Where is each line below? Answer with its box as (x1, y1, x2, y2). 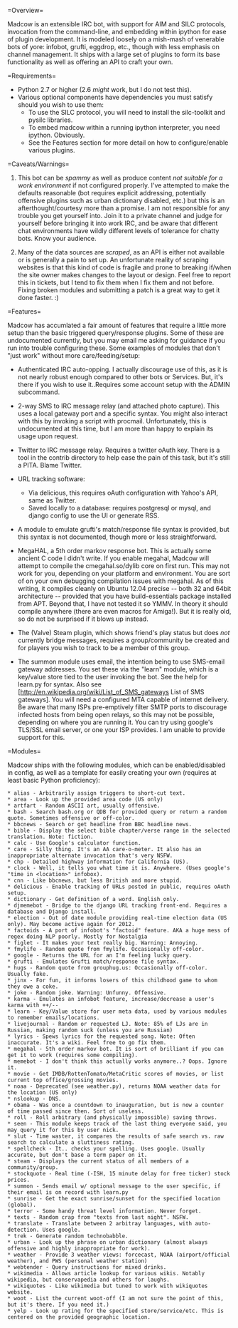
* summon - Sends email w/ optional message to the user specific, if (7, 1183, 221, 1190)
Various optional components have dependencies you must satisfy (17, 93, 213, 101)
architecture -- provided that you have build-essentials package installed (17, 592, 232, 600)
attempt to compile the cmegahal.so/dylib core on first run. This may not (17, 562, 229, 570)
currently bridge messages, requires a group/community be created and (17, 636, 229, 644)
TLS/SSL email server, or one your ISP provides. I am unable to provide (17, 726, 226, 734)
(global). (7, 1201, 37, 1208)
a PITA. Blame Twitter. (17, 461, 82, 469)
